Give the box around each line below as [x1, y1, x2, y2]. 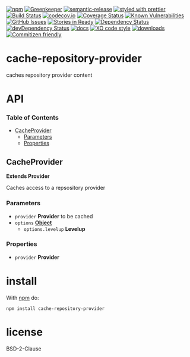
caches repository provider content [6, 71, 93, 79]
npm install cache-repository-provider [6, 305, 105, 312]
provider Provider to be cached [14, 212, 93, 220]
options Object [14, 219, 52, 226]
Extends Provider [6, 173, 50, 180]
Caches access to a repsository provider [6, 184, 106, 192]
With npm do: [6, 294, 40, 301]
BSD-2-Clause [6, 345, 42, 352]
